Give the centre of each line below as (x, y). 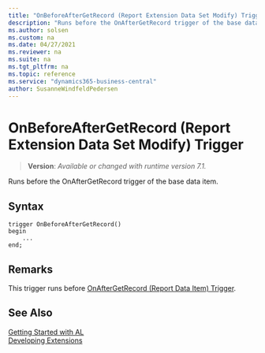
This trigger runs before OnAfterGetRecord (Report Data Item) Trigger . (122, 288)
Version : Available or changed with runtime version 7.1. (117, 166)
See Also (30, 313)
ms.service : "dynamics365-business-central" (82, 81)
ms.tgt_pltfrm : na (38, 67)
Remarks (31, 269)
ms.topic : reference (42, 74)
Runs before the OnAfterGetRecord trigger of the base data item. (113, 181)
